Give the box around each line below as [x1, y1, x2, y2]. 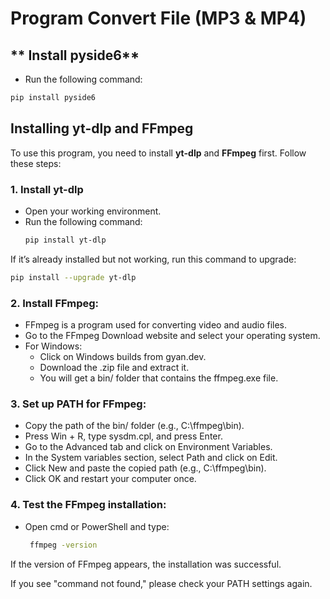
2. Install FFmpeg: [10, 296, 100, 310]
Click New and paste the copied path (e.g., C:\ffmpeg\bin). [24, 462, 267, 474]
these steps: [10, 157, 62, 169]
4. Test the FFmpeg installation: [10, 498, 167, 512]
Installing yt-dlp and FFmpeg [10, 120, 194, 137]
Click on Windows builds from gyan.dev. [39, 351, 207, 363]
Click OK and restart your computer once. [24, 473, 197, 485]
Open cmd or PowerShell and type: [24, 520, 170, 532]
